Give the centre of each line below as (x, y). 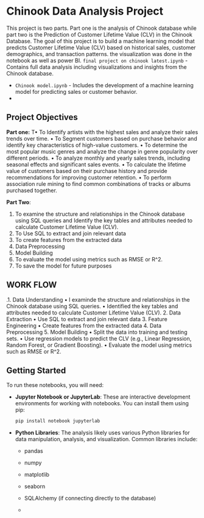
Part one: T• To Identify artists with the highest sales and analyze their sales (102, 132)
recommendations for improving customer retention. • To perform (89, 177)
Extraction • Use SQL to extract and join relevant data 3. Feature (87, 319)
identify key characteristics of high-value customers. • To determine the (97, 145)
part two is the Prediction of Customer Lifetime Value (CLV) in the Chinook (100, 34)
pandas (34, 451)
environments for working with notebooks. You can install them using (102, 403)
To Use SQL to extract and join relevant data (71, 233)
